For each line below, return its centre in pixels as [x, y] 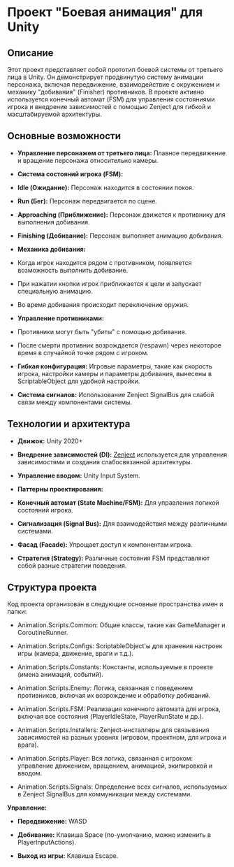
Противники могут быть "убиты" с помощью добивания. [102, 331]
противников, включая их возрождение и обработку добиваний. [114, 696]
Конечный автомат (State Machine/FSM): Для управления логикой [118, 502]
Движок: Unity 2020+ [50, 440]
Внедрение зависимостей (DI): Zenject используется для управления [122, 454]
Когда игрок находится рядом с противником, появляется [104, 262]
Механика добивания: [51, 249]
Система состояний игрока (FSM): [70, 174]
